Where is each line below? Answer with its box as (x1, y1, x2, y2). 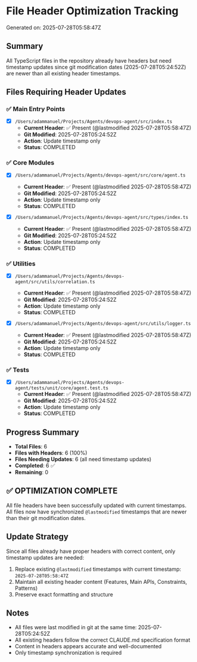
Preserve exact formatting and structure (14, 590, 113, 598)
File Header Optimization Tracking (6, 4, 179, 18)
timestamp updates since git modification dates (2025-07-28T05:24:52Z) (6, 63, 186, 70)
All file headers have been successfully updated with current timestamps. (6, 502, 187, 509)
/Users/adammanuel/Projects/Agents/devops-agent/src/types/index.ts (14, 215, 189, 221)
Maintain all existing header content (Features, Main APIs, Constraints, (14, 578, 187, 585)
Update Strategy (6, 532, 68, 542)
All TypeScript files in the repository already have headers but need (6, 57, 171, 64)
